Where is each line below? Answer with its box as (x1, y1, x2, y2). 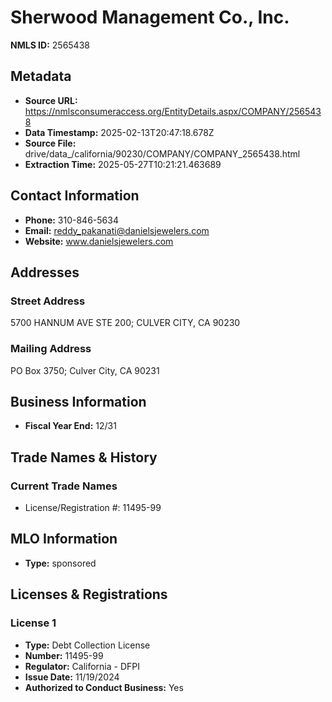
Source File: (24, 137, 77, 149)
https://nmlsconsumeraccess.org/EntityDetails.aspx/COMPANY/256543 (24, 105, 322, 117)
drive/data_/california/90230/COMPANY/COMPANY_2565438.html (24, 147, 301, 160)
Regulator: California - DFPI (24, 660, 140, 672)
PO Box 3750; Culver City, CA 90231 (10, 364, 160, 376)
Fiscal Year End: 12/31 (24, 420, 117, 432)
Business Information (10, 393, 147, 410)
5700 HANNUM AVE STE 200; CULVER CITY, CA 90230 (10, 317, 241, 329)
